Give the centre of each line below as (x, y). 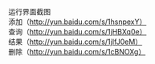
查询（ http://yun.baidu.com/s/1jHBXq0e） (77, 32)
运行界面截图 (29, 12)
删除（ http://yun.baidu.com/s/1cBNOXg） (77, 52)
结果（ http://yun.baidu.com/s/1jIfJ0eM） (75, 42)
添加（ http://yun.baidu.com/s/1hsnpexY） (77, 22)
